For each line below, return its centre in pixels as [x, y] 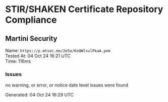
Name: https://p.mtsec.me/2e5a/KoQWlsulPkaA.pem [58, 50]
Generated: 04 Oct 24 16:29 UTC [40, 95]
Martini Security [31, 38]
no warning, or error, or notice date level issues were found [67, 85]
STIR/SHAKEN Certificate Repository [84, 9]
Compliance [31, 20]
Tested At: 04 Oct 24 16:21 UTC [38, 56]
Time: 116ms [18, 61]
